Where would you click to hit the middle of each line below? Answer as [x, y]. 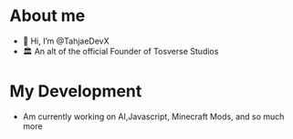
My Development [76, 91]
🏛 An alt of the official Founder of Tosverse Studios [120, 51]
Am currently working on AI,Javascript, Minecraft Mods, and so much [153, 116]
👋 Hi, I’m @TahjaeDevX [66, 41]
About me [47, 16]
